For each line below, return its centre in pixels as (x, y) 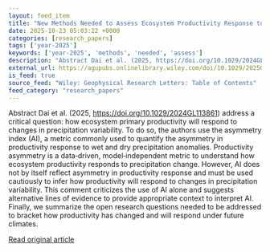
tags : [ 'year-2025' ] (43, 46)
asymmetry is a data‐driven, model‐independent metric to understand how (131, 156)
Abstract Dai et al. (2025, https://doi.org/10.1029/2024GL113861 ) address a (132, 113)
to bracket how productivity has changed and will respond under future (126, 215)
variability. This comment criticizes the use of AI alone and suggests (121, 190)
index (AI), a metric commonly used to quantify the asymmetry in (116, 139)
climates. (23, 224)
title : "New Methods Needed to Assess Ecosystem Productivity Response (131, 23)
